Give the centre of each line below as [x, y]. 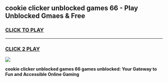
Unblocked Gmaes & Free [45, 16]
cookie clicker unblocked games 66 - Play [72, 8]
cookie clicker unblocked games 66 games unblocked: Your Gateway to [81, 69]
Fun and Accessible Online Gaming [42, 74]
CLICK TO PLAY [24, 30]
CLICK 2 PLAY [22, 49]
